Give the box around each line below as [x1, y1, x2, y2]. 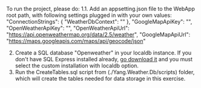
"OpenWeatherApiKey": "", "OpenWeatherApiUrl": [6, 24, 130, 32]
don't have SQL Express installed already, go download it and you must [15, 56, 193, 63]
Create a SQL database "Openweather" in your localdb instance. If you [15, 49, 192, 56]
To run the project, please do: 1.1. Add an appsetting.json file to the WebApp [6, 5, 195, 12]
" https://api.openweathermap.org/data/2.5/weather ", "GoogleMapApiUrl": [6, 31, 191, 38]
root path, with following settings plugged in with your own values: [6, 12, 172, 19]
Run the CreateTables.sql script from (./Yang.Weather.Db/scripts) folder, [15, 69, 195, 75]
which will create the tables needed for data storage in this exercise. [15, 75, 186, 82]
